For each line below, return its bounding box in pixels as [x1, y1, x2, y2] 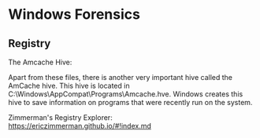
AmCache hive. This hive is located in [8, 81, 130, 90]
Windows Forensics [8, 5, 140, 24]
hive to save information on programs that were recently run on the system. [8, 98, 253, 107]
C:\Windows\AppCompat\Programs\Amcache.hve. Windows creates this [8, 89, 243, 99]
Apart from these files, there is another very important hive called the [8, 73, 232, 82]
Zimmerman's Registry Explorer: [8, 113, 113, 122]
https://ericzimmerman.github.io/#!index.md [8, 122, 152, 130]
